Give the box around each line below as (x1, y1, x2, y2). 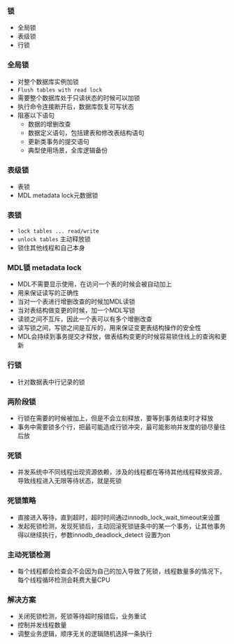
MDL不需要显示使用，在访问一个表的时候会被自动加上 (17, 280, 173, 288)
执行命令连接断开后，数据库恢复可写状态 (17, 102, 134, 110)
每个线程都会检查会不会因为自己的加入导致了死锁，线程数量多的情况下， (17, 566, 226, 575)
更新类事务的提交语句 (27, 137, 89, 145)
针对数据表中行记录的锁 (17, 378, 85, 386)
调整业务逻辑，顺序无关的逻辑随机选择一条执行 (17, 629, 152, 638)
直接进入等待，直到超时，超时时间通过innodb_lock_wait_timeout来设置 (17, 513, 221, 522)
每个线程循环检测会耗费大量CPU (17, 575, 110, 584)
